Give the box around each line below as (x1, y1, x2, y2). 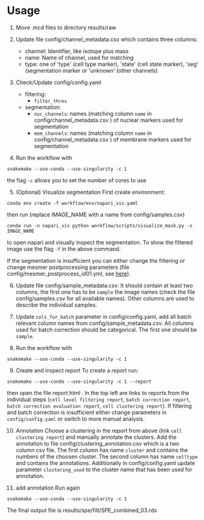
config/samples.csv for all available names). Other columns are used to (15, 294, 194, 302)
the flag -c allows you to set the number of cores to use (7, 176, 147, 183)
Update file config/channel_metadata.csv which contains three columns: (15, 35, 198, 43)
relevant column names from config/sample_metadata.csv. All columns (15, 319, 194, 327)
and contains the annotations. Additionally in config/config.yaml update (15, 459, 195, 466)
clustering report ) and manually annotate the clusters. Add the (15, 433, 177, 441)
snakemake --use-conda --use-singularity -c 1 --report (7, 379, 152, 385)
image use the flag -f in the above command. (7, 245, 121, 252)
